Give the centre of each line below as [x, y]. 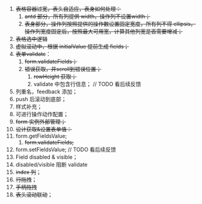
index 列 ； [28, 172]
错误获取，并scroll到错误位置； [63, 69]
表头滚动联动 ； [34, 195]
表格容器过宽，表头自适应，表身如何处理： [68, 9]
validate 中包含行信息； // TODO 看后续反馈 [87, 84]
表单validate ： [33, 54]
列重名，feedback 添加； [46, 91]
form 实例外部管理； [41, 122]
